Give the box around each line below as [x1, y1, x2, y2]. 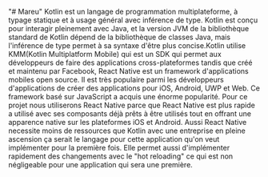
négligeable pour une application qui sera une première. [8, 160, 194, 169]
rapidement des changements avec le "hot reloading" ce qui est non [8, 151, 234, 161]
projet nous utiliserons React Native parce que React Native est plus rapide [8, 100, 256, 110]
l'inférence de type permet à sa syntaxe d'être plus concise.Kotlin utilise [8, 41, 246, 50]
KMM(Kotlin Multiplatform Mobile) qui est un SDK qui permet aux [8, 50, 222, 58]
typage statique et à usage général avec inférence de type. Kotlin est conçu [8, 15, 258, 25]
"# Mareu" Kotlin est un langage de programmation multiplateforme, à [8, 7, 238, 16]
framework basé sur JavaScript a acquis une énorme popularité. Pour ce [8, 92, 248, 101]
